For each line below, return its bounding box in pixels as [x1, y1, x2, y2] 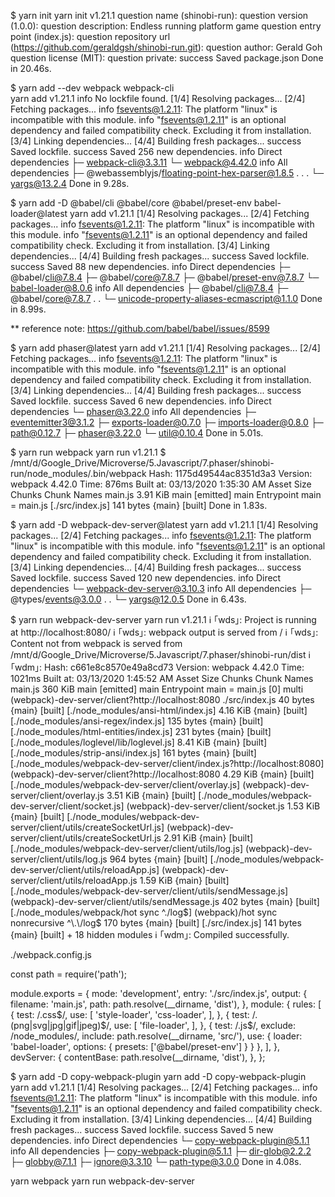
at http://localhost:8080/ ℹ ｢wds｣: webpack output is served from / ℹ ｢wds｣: [10, 626, 319, 638]
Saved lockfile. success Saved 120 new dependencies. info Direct [10, 572, 282, 584]
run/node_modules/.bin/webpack [10, 468, 147, 479]
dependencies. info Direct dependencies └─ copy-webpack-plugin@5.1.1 [10, 1135, 310, 1146]
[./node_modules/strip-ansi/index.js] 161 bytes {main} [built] [10, 747, 257, 759]
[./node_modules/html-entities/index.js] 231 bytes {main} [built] [10, 726, 272, 737]
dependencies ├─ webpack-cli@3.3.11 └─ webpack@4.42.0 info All [10, 156, 288, 168]
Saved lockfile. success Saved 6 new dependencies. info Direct [10, 395, 272, 407]
